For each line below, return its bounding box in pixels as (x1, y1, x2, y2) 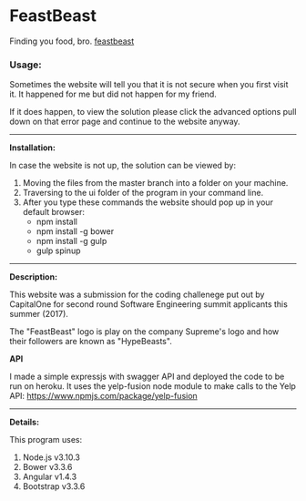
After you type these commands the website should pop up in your (22, 197, 273, 208)
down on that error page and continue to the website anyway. (9, 116, 240, 128)
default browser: (22, 207, 85, 218)
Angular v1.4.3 (22, 471, 77, 483)
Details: (9, 416, 39, 428)
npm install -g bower (36, 226, 115, 237)
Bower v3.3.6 (22, 462, 73, 473)
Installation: (9, 142, 56, 153)
